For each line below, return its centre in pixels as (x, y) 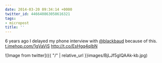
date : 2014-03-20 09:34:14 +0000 (39, 9)
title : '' (15, 27)
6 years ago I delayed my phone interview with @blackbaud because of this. (81, 41)
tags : (10, 18)
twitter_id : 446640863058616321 (37, 14)
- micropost (17, 23)
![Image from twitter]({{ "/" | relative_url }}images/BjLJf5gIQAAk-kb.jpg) (76, 55)
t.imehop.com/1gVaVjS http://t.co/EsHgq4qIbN (51, 46)
